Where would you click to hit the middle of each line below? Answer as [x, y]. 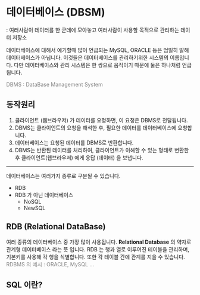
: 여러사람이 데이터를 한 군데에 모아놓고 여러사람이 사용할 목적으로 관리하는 [93, 30]
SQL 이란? [24, 285]
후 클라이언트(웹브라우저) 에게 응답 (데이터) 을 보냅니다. [79, 157]
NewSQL [35, 208]
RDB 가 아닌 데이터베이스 [44, 195]
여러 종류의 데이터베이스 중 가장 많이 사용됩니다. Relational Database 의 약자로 [99, 242]
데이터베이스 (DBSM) [56, 12]
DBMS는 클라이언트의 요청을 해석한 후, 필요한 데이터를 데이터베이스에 [96, 127]
